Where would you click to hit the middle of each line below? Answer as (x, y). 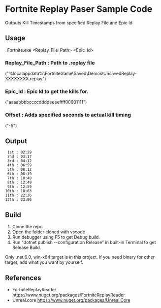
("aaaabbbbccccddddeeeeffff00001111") (46, 102)
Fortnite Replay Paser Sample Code (79, 9)
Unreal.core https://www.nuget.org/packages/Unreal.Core (71, 300)
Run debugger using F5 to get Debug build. (56, 237)
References (23, 278)
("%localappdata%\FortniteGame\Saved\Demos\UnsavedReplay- (71, 74)
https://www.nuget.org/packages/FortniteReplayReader (68, 295)
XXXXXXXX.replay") (26, 79)
